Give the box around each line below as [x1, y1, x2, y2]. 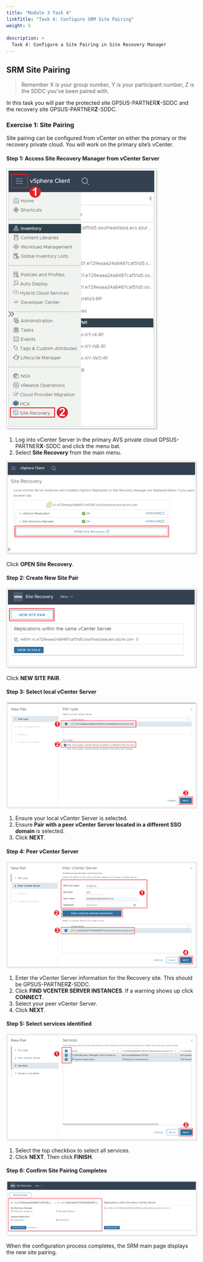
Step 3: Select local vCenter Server [6, 688, 97, 696]
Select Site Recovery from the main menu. [15, 449, 122, 457]
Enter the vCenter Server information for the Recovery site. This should [15, 974, 193, 981]
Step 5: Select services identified [6, 1020, 92, 1028]
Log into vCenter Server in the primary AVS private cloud [15, 436, 158, 443]
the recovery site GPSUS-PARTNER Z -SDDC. [6, 105, 117, 113]
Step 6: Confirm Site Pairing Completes [6, 1167, 107, 1174]
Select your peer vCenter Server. [15, 1000, 98, 1007]
